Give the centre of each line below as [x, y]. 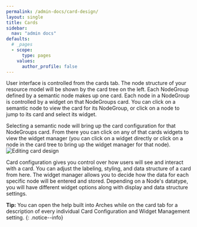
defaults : [18, 39]
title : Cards [22, 22]
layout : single [25, 17]
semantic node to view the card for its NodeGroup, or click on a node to [93, 108]
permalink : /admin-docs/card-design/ [52, 11]
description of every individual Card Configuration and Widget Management [98, 211]
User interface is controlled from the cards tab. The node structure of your [96, 83]
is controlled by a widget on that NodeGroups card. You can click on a [91, 102]
